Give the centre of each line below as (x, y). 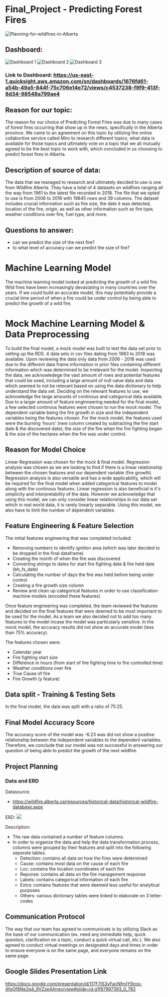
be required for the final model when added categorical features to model (81, 483)
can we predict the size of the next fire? (53, 242)
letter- (156, 895)
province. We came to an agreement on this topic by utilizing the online (78, 133)
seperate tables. (29, 852)
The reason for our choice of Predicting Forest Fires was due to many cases (84, 122)
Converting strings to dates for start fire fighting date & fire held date (83, 564)
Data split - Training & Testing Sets (60, 694)
